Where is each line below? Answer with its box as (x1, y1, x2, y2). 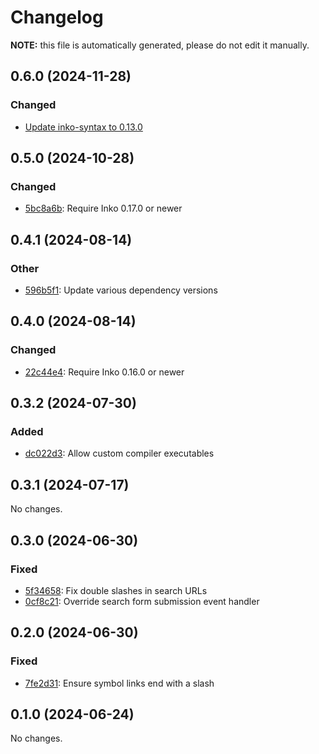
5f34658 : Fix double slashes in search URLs (24, 584, 208, 596)
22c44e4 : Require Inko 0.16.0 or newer (24, 366, 185, 378)
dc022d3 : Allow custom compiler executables (24, 447, 215, 460)
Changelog (10, 6, 104, 29)
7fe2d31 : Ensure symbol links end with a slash (24, 677, 215, 689)
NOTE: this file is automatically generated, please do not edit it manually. (10, 39, 310, 51)
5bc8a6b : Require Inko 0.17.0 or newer (24, 202, 183, 215)
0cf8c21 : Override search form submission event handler (24, 595, 260, 607)
